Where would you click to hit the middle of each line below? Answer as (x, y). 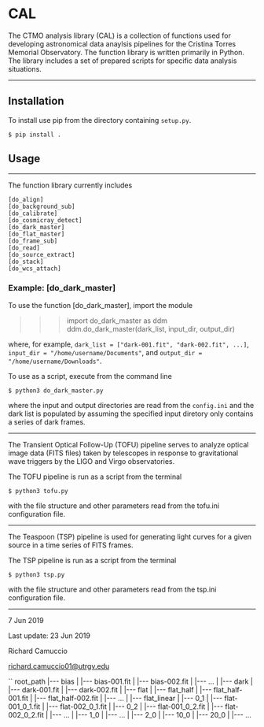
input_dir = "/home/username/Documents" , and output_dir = (105, 352)
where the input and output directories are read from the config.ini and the (131, 405)
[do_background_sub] (42, 206)
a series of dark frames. (47, 421)
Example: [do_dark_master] (62, 288)
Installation (36, 101)
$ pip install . (35, 135)
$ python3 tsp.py (37, 575)
